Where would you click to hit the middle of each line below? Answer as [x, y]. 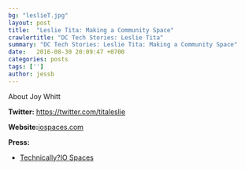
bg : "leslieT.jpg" [38, 15]
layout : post [30, 23]
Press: [19, 142]
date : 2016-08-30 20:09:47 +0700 [67, 52]
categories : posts [38, 60]
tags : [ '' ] [26, 67]
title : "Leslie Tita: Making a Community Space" [91, 30]
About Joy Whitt [34, 96]
